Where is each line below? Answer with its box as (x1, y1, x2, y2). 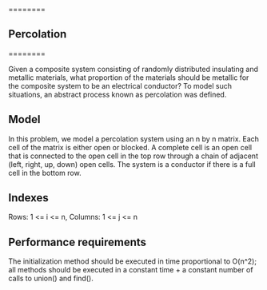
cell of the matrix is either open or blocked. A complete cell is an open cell (8, 142, 253, 152)
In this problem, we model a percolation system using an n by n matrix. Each (8, 133, 260, 144)
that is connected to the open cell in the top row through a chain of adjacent (8, 151, 258, 161)
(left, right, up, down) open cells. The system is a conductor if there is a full (8, 159, 256, 169)
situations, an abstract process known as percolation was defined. (8, 89, 227, 99)
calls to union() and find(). (8, 273, 94, 284)
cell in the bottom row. (8, 168, 82, 177)
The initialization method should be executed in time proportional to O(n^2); (8, 256, 257, 266)
